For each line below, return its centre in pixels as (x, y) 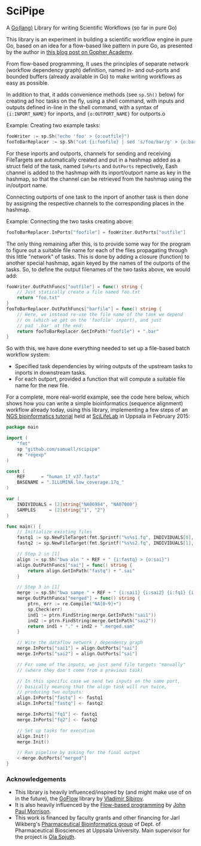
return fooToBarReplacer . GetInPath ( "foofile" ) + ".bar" (88, 331)
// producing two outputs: (51, 692)
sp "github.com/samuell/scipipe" (59, 449)
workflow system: (28, 355)
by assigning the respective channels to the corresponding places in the (95, 203)
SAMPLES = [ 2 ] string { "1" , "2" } (61, 510)
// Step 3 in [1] (39, 587)
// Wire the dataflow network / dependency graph (80, 643)
